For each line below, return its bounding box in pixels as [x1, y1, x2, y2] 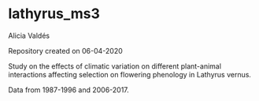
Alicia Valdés [8, 31, 50, 40]
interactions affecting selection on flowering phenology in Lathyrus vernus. [8, 69, 252, 79]
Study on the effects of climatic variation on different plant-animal [8, 61, 222, 71]
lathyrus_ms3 [8, 5, 101, 23]
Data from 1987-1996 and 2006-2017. [8, 84, 130, 95]
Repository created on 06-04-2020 [8, 46, 124, 55]
